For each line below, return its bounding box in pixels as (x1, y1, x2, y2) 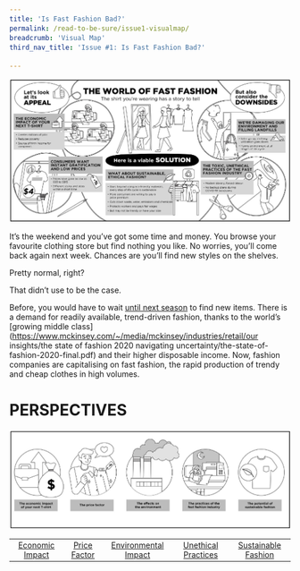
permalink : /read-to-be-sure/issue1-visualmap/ (9, 23, 190, 33)
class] (71, 320, 94, 331)
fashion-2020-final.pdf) (9, 349, 96, 360)
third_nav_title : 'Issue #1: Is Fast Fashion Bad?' (9, 43, 205, 52)
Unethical (182, 540, 219, 550)
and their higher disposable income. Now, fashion (97, 349, 281, 360)
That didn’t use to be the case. (9, 285, 122, 295)
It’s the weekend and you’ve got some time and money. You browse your (9, 231, 277, 242)
